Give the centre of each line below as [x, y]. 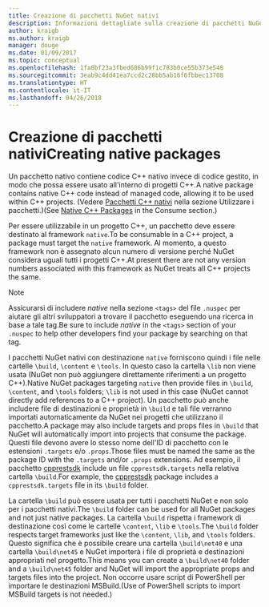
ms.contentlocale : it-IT [50, 90]
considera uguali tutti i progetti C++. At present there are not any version [127, 260]
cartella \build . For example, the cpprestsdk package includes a [113, 476]
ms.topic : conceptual [44, 61]
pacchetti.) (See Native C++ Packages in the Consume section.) [113, 211]
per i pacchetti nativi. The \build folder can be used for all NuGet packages [132, 509]
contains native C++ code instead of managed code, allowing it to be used [131, 194]
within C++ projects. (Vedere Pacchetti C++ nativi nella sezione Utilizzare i [131, 202]
